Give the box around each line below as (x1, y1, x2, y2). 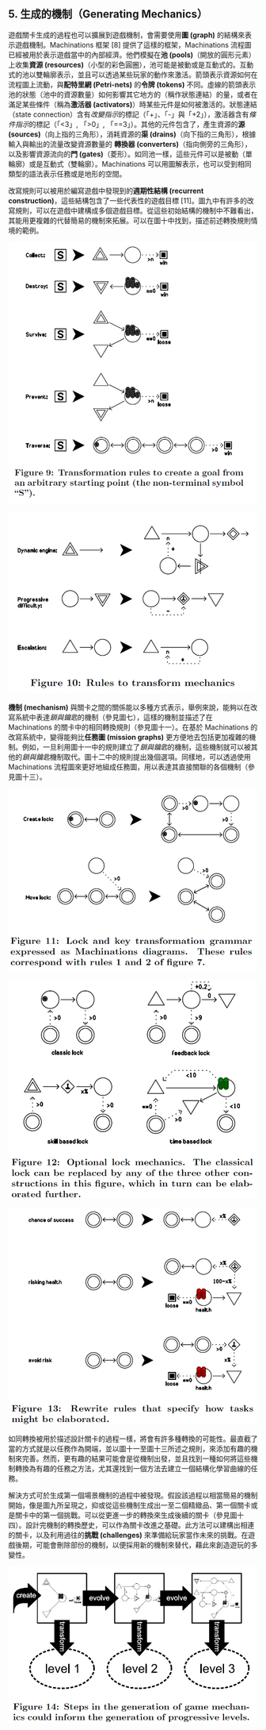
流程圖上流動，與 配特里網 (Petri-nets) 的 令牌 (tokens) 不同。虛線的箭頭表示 (8, 79, 256, 89)
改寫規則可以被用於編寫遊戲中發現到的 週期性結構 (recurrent (8, 186, 204, 195)
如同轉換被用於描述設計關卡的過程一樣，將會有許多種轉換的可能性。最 (8, 1434, 237, 1443)
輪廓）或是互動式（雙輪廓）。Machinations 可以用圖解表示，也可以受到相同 (8, 159, 252, 168)
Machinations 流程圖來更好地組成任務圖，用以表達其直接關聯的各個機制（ (8, 762, 249, 772)
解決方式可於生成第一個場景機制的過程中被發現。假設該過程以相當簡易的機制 (8, 1491, 258, 1501)
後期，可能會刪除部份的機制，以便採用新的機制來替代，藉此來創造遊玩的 (14, 1540, 251, 1550)
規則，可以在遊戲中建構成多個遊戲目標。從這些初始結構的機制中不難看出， (14, 206, 258, 215)
